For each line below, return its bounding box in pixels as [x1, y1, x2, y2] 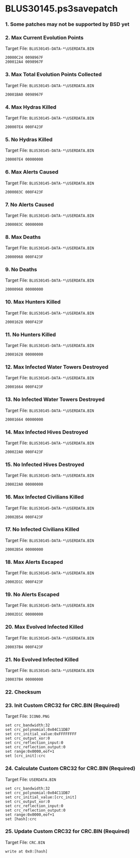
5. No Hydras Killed [5, 136, 53, 143]
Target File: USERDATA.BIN [5, 776, 56, 782]
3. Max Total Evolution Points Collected [5, 71, 102, 78]
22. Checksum [5, 688, 41, 695]
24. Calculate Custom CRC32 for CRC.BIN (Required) [5, 765, 136, 772]
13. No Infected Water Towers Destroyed [5, 396, 105, 403]
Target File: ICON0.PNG [5, 713, 50, 719]
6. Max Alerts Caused [5, 169, 59, 175]
